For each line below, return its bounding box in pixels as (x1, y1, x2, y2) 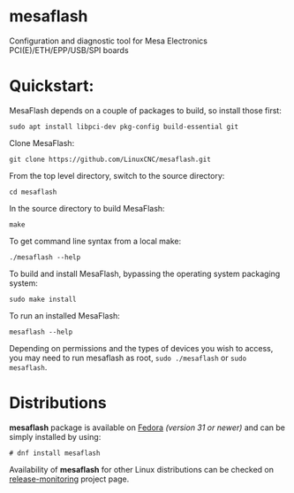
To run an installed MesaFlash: (9, 310, 121, 320)
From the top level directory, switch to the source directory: (9, 170, 225, 181)
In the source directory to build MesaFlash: (9, 203, 165, 213)
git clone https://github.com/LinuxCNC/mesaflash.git (9, 155, 212, 164)
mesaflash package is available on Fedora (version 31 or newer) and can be (9, 422, 285, 433)
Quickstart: (9, 76, 94, 96)
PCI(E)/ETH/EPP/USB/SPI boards (9, 44, 130, 55)
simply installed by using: (9, 431, 102, 442)
